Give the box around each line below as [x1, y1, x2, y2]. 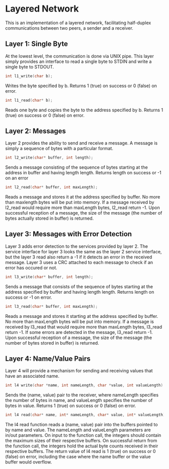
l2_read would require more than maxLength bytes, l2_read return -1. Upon [5, 205, 160, 211]
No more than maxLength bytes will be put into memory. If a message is [5, 318, 154, 324]
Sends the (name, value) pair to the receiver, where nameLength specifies [5, 392, 159, 398]
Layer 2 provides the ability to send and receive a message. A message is [5, 140, 158, 146]
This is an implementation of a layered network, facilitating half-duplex [5, 20, 151, 26]
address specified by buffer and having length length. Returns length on [5, 289, 154, 295]
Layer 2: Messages [5, 126, 66, 135]
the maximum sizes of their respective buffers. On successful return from [5, 438, 157, 444]
